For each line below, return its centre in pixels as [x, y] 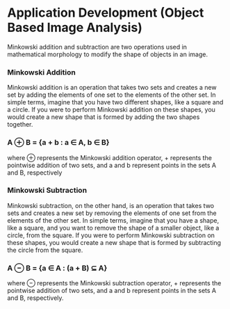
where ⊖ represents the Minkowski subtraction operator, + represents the [114, 283]
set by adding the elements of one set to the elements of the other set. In [112, 95]
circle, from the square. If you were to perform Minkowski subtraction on [111, 235]
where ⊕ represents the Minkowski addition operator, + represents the [109, 157]
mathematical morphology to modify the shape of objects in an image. [108, 54]
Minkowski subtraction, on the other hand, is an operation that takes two [110, 205]
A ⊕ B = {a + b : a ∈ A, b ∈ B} [58, 143]
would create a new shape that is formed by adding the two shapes [104, 117]
